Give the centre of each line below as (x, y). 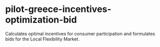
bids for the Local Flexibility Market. (42, 39)
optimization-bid (41, 20)
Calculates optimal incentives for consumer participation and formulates (80, 33)
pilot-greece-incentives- (59, 9)
